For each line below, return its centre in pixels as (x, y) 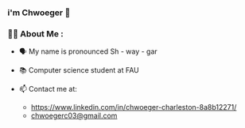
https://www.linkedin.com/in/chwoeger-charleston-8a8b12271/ (134, 107)
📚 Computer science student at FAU (79, 70)
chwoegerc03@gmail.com (74, 116)
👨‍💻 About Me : (36, 33)
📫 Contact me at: (48, 89)
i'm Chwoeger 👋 (39, 13)
